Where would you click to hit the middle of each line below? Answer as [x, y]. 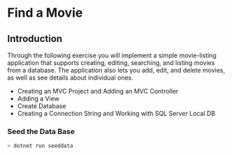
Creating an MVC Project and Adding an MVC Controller [98, 91]
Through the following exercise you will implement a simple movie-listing [112, 55]
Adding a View [38, 98]
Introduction [35, 39]
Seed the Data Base [41, 131]
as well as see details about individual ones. [71, 77]
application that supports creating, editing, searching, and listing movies [111, 63]
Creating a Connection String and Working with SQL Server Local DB [116, 113]
